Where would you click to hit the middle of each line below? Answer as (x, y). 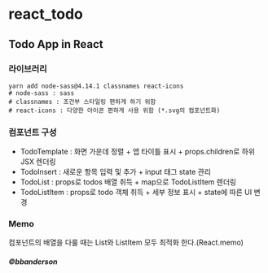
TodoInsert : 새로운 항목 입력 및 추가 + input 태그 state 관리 (116, 172)
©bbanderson (33, 262)
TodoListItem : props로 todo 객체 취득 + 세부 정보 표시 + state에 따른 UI (136, 193)
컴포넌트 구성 (33, 132)
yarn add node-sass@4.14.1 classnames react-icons (96, 86)
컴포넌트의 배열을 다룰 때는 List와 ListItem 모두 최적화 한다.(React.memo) (126, 243)
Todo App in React (56, 44)
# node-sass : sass (42, 93)
